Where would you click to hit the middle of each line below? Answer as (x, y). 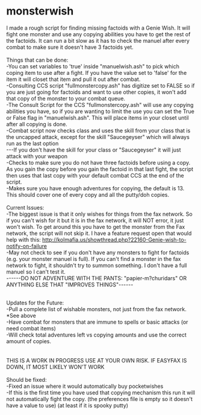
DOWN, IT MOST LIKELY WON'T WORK (55, 367)
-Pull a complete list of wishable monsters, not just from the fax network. (96, 309)
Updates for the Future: (35, 303)
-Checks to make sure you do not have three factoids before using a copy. (98, 162)
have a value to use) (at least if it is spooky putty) (67, 405)
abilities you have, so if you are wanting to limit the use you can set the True (100, 111)
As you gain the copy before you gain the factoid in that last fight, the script (100, 169)
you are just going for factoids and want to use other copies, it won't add (96, 92)
